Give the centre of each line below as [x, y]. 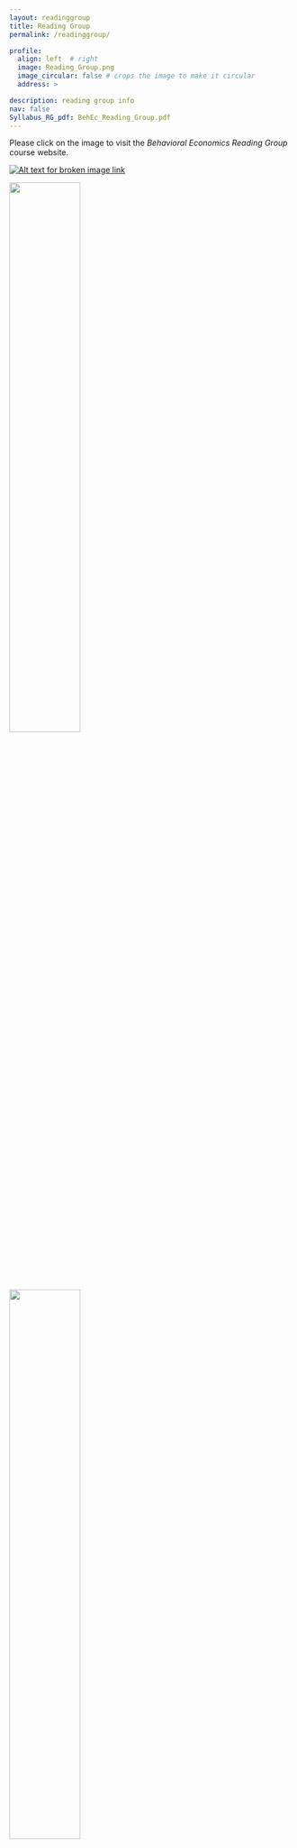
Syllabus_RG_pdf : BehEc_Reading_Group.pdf [90, 117]
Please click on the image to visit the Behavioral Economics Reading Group [148, 143]
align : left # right [58, 60]
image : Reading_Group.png [66, 68]
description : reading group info [72, 100]
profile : [26, 51]
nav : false [30, 109]
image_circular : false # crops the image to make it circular [136, 76]
